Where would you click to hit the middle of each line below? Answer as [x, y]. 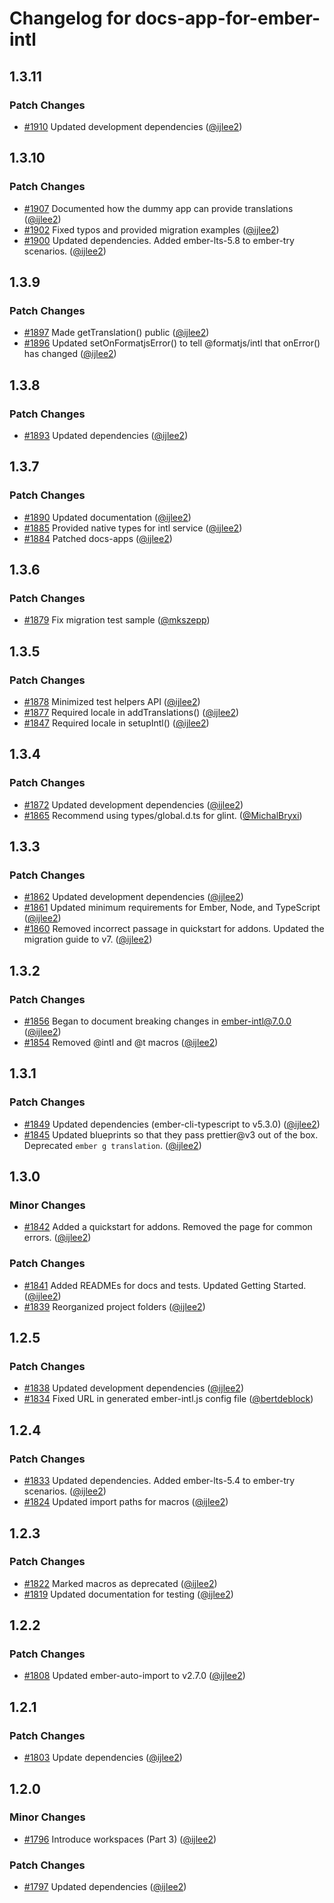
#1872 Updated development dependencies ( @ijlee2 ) [133, 804]
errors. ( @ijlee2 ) [57, 1238]
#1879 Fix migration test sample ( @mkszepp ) [117, 620]
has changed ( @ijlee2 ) [70, 354]
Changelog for [70, 18]
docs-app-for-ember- [228, 18]
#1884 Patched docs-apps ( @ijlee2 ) [98, 538]
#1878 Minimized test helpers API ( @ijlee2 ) [112, 701]
